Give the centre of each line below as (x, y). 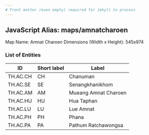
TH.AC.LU (19, 109)
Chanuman (82, 76)
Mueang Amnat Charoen (98, 92)
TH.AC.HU (20, 100)
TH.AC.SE (19, 84)
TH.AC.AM (20, 92)
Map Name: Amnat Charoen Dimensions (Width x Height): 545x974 (74, 42)
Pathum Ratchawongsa (96, 125)
